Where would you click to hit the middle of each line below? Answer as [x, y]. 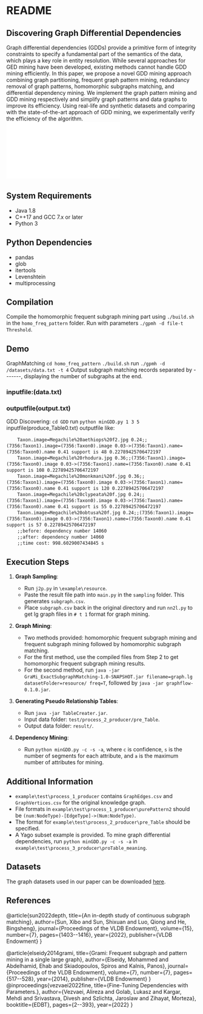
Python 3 [26, 223]
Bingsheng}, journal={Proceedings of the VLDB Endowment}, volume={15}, [100, 928]
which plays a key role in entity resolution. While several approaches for [96, 60]
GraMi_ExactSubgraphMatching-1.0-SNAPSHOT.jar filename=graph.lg [108, 677]
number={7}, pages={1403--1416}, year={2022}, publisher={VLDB [89, 934]
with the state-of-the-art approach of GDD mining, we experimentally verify [101, 112]
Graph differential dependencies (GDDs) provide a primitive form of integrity [101, 47]
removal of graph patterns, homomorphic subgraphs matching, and [90, 86]
